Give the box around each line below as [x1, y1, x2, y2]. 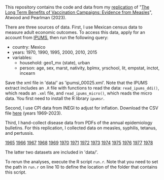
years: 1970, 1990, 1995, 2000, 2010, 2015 [12, 49, 98, 55]
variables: [12, 55, 33, 60]
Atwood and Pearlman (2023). [5, 15, 66, 20]
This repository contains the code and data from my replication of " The [5, 4, 150, 10]
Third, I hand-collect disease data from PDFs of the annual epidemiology [5, 120, 153, 125]
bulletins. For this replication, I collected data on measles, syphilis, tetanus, [5, 125, 157, 131]
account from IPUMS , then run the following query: [5, 34, 108, 40]
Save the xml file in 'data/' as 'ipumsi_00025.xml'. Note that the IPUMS [5, 80, 148, 86]
